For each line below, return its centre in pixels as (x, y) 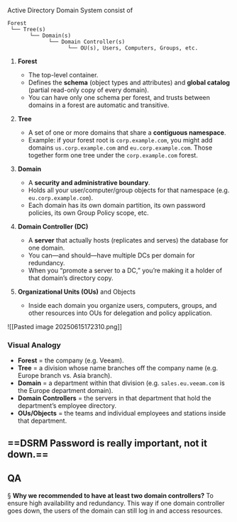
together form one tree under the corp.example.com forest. (113, 155)
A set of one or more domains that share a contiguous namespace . (127, 133)
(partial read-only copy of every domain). (88, 90)
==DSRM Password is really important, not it (108, 443)
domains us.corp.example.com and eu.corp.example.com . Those (120, 148)
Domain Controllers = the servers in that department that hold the (114, 398)
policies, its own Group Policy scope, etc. (88, 213)
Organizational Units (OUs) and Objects (77, 291)
